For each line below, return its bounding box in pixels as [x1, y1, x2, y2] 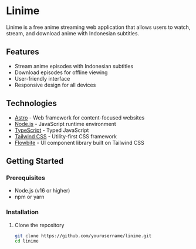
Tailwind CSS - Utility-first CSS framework [14, 132, 117, 140]
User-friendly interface [14, 75, 70, 82]
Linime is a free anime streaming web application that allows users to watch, [6, 24, 191, 31]
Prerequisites [6, 174, 45, 182]
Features [6, 47, 39, 57]
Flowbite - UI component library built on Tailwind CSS [14, 139, 145, 146]
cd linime [14, 238, 39, 244]
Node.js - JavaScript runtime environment [14, 120, 116, 127]
